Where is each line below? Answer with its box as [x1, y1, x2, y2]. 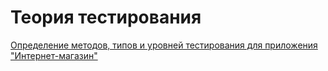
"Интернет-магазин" [10, 49, 98, 61]
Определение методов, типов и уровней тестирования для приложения [10, 39, 318, 51]
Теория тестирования [10, 6, 202, 29]
